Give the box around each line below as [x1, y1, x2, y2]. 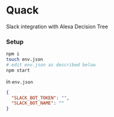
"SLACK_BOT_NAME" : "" [11, 101, 65, 106]
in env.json [6, 78, 33, 85]
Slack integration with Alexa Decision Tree [6, 23, 109, 30]
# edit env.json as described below [6, 62, 96, 68]
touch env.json [6, 56, 43, 62]
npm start [6, 67, 31, 73]
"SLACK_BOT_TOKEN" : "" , [11, 95, 69, 101]
